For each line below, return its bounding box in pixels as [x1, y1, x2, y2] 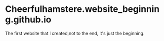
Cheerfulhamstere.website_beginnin [5, 3, 160, 15]
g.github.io [5, 14, 52, 25]
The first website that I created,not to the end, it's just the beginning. [5, 30, 145, 36]
